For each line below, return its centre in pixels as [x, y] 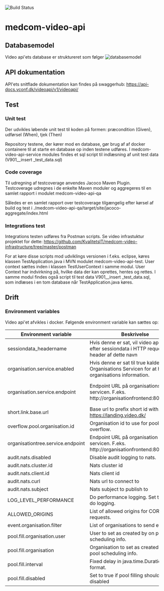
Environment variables [32, 311]
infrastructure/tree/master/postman [41, 247]
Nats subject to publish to [119, 489]
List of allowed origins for [119, 511]
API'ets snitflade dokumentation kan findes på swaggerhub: [65, 84]
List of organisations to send [122, 525]
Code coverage [24, 172]
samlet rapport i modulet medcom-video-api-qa [53, 193]
